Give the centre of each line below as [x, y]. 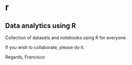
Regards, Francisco [25, 57]
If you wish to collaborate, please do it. [45, 47]
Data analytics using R [41, 26]
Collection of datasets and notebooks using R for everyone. [66, 37]
